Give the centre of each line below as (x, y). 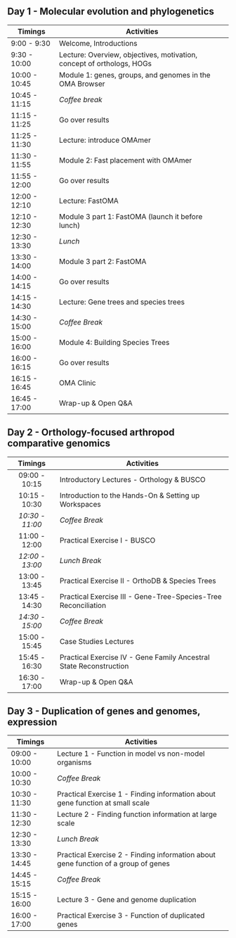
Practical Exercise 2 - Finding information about (136, 855)
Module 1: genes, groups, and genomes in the (135, 75)
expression (32, 722)
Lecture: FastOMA (89, 201)
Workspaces (80, 504)
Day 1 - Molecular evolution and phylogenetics (111, 12)
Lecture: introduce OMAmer (105, 140)
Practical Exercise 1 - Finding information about (136, 794)
